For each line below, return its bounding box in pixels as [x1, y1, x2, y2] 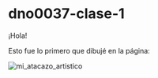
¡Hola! [8, 31, 28, 40]
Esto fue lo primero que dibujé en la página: [8, 46, 150, 55]
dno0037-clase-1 [8, 5, 125, 23]
